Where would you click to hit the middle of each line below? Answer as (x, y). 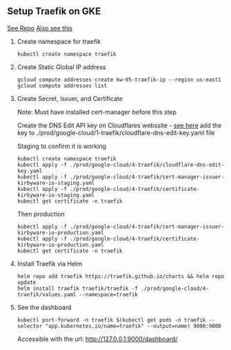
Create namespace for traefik (59, 42)
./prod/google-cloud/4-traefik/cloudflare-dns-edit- (147, 165)
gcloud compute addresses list (62, 86)
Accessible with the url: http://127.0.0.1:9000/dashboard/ (97, 339)
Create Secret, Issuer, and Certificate (70, 98)
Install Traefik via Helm (50, 264)
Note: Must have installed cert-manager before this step (97, 112)
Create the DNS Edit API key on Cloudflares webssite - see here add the (119, 125)
